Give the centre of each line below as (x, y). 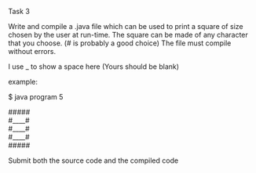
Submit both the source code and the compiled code (93, 160)
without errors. (32, 51)
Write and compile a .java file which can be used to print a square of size (126, 26)
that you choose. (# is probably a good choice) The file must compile (120, 43)
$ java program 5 (36, 97)
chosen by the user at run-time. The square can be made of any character (128, 35)
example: (23, 82)
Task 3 (19, 11)
